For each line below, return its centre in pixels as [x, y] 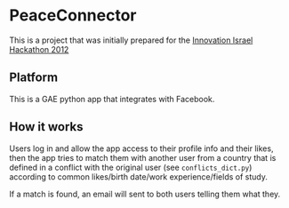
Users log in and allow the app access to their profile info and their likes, [141, 148]
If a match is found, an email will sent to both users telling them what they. [145, 194]
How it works [46, 127]
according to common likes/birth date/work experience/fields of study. [139, 176]
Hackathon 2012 [39, 49]
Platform [34, 78]
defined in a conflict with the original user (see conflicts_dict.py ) [131, 167]
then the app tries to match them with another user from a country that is [143, 157]
